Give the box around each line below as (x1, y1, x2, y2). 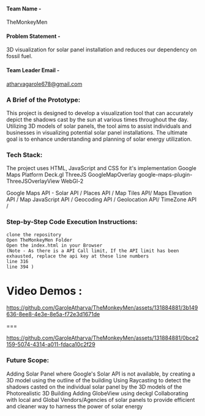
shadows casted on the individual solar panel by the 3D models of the (6, 383, 182, 390)
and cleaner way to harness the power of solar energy (6, 403, 143, 410)
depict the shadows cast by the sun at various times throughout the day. (6, 116, 188, 123)
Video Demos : (6, 284, 83, 298)
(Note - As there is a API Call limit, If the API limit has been (6, 248, 179, 254)
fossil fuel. (6, 53, 32, 60)
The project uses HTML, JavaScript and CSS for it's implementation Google (6, 165, 197, 172)
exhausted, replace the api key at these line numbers (6, 253, 149, 259)
